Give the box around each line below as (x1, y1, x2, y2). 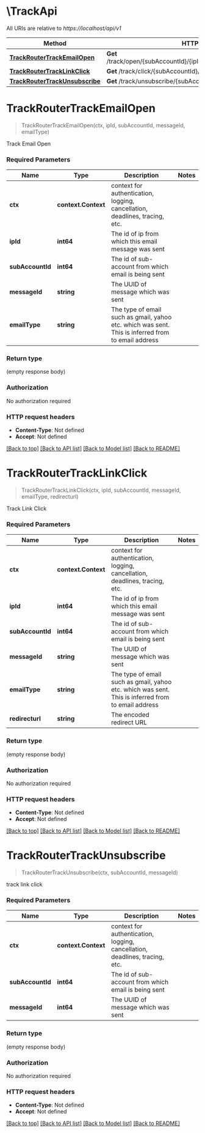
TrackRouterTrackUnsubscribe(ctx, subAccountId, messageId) (21, 869, 178, 876)
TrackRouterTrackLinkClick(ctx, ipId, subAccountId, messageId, (21, 486, 181, 494)
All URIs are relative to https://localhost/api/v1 (6, 24, 122, 32)
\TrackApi (6, 4, 57, 18)
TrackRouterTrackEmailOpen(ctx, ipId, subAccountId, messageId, (21, 121, 185, 129)
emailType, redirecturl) (21, 493, 79, 500)
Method (43, 39, 67, 47)
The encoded (110, 711, 149, 719)
